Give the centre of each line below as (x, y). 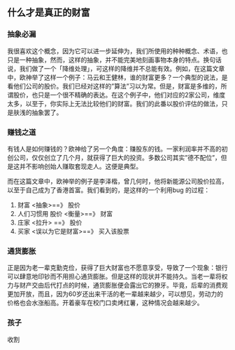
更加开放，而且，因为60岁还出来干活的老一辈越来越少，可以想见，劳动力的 (115, 294)
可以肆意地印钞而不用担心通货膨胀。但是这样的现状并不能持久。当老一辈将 (114, 276)
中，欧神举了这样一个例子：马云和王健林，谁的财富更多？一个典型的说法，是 (117, 77)
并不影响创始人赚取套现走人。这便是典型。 (80, 166)
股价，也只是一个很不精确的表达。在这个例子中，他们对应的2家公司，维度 (119, 95)
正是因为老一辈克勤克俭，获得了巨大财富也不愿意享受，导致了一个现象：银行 (117, 268)
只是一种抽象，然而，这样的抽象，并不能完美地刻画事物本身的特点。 (105, 60)
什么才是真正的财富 (49, 13)
